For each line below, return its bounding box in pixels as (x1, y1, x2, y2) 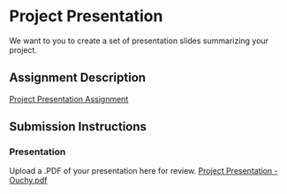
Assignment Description (9, 71, 147, 86)
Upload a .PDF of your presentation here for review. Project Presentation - (9, 166, 278, 176)
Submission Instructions (9, 119, 147, 134)
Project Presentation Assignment (9, 93, 129, 104)
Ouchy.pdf (9, 175, 48, 186)
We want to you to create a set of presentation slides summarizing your (9, 35, 269, 46)
